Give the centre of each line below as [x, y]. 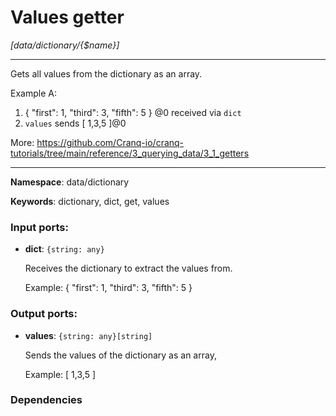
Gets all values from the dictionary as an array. [106, 73]
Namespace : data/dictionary [70, 182]
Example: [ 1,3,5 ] [60, 374]
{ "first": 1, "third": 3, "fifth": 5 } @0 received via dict [133, 112]
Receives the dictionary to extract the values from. [128, 268]
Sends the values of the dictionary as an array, [120, 355]
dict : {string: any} [64, 249]
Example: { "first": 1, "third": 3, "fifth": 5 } [108, 288]
